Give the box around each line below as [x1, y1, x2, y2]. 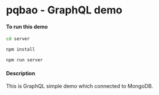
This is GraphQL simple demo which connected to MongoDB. [6, 83, 154, 90]
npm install [6, 47, 35, 52]
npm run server [6, 57, 43, 63]
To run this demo [6, 23, 48, 30]
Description [6, 69, 36, 76]
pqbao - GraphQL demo [6, 3, 123, 17]
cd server [6, 36, 30, 42]
